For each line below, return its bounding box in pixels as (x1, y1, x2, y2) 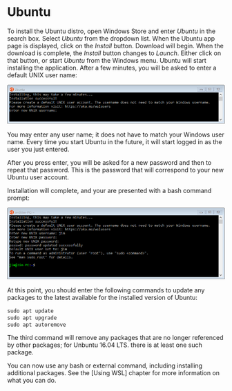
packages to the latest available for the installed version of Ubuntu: (7, 294, 198, 302)
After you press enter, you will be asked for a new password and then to (7, 159, 212, 167)
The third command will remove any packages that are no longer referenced (7, 334, 224, 342)
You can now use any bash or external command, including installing (7, 361, 202, 370)
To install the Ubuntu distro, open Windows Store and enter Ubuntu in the (7, 27, 216, 35)
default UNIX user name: (7, 70, 77, 79)
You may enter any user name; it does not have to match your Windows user (7, 130, 224, 139)
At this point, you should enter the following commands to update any (7, 286, 205, 294)
